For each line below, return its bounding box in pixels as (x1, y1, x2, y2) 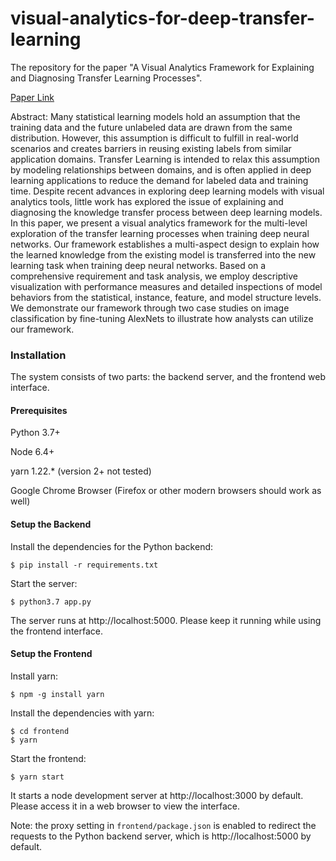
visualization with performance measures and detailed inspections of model (10, 280, 323, 292)
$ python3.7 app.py (10, 597, 92, 607)
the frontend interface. (10, 625, 104, 637)
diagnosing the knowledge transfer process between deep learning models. (10, 206, 323, 218)
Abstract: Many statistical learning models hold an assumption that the (10, 110, 301, 122)
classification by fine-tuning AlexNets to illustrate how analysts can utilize (10, 312, 314, 324)
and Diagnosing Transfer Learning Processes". (10, 72, 203, 84)
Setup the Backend (10, 518, 92, 531)
